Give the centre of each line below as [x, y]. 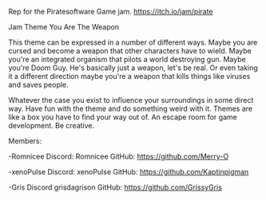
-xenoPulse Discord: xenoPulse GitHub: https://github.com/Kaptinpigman [129, 172]
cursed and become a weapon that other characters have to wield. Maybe [130, 51]
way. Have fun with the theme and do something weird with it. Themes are [131, 108]
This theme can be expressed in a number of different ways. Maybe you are [133, 42]
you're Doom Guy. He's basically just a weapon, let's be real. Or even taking [133, 68]
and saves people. [39, 84]
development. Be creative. [52, 125]
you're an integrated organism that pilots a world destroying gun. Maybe [127, 59]
